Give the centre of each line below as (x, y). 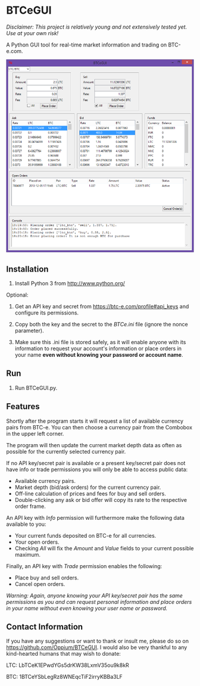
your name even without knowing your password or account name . (99, 354)
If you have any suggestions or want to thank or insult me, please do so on (98, 641)
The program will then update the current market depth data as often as (94, 445)
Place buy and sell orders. (47, 578)
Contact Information (45, 627)
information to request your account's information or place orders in (98, 348)
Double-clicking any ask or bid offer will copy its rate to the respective (101, 500)
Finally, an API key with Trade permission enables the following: (84, 566)
